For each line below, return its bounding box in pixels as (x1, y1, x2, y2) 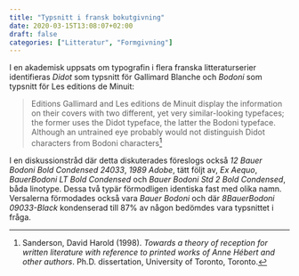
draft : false (9, 29, 58, 38)
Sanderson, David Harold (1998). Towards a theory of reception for (21, 237, 269, 248)
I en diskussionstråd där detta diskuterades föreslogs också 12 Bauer (9, 155, 263, 166)
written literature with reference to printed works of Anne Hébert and (21, 247, 276, 257)
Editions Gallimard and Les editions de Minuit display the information (30, 99, 283, 110)
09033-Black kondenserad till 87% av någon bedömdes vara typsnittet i (9, 202, 274, 213)
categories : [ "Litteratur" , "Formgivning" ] (9, 37, 174, 47)
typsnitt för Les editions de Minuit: (9, 81, 135, 92)
